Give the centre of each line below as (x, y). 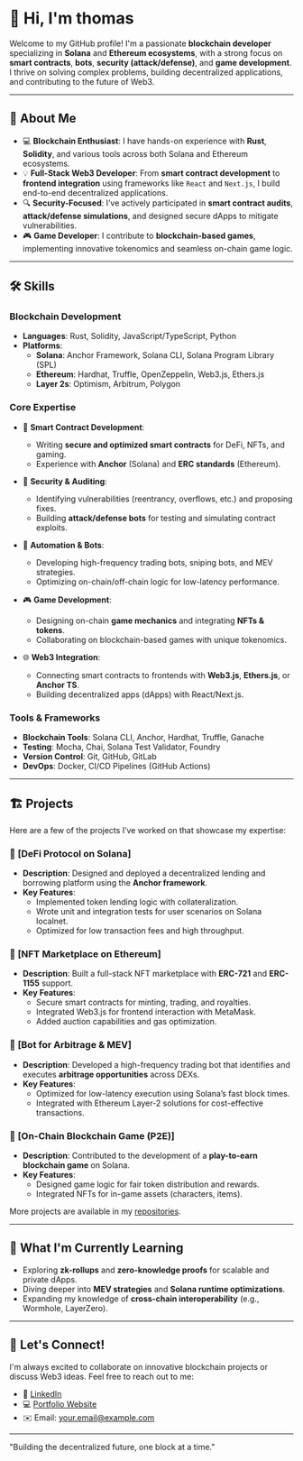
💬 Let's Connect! (57, 1345)
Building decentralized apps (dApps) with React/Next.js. (140, 694)
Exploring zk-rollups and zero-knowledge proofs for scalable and (146, 1270)
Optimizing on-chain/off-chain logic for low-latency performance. (157, 582)
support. (58, 983)
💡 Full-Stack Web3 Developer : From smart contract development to (151, 173)
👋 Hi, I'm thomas (72, 18)
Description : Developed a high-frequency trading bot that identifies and (156, 1064)
